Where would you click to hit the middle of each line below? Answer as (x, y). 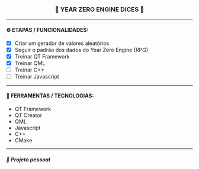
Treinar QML (30, 63)
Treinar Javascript (37, 76)
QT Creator (28, 115)
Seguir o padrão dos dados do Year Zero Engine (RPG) (81, 50)
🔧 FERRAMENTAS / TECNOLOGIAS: (50, 96)
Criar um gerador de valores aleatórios (62, 43)
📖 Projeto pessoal (28, 160)
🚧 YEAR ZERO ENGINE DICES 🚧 (99, 9)
